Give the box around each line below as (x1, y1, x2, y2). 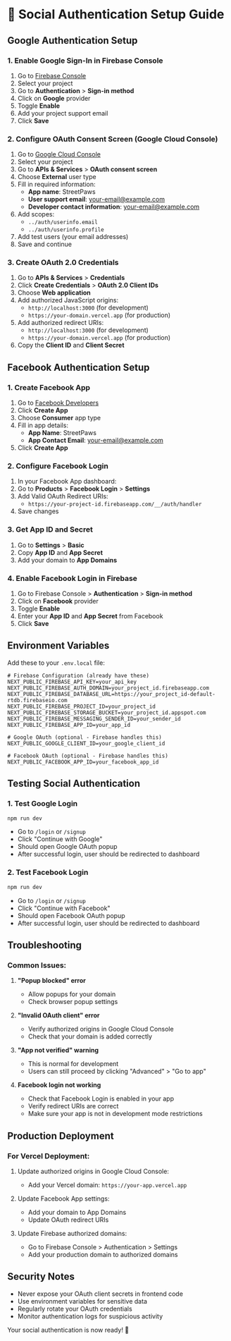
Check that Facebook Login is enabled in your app (27, 1094, 175, 1103)
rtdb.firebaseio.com (7, 697, 68, 704)
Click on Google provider (17, 94, 91, 102)
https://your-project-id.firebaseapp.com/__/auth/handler (27, 501, 202, 508)
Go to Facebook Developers (17, 398, 99, 408)
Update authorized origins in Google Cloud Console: (17, 1167, 169, 1175)
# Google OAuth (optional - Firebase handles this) (7, 733, 162, 741)
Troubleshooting (7, 939, 82, 951)
